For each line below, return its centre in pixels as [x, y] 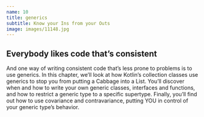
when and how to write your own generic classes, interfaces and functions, [101, 88]
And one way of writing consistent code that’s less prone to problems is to [99, 68]
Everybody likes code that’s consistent [82, 53]
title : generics [27, 18]
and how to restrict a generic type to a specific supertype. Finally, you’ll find [102, 94]
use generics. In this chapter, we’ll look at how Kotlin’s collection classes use [102, 75]
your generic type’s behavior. [43, 107]
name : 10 [17, 12]
